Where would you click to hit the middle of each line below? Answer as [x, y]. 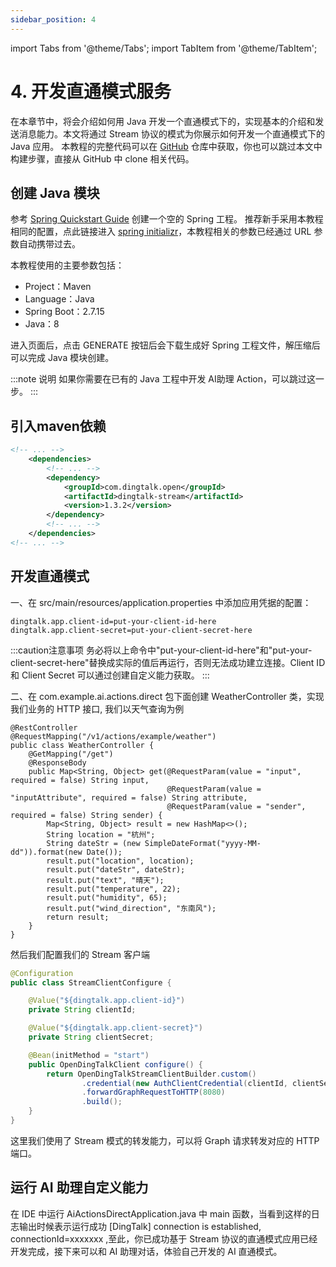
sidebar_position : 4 [53, 19]
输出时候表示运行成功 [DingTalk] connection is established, [140, 1226]
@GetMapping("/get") [71, 754]
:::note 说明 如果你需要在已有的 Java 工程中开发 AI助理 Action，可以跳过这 [163, 379]
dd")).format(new [46, 852]
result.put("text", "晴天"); [105, 880]
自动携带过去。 [49, 244]
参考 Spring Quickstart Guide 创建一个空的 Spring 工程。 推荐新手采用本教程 [167, 219]
